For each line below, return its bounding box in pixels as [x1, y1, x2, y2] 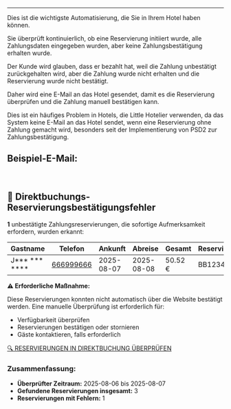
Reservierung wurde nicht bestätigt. [7, 77, 109, 85]
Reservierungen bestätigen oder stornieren [16, 323, 140, 331]
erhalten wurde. [7, 49, 52, 57]
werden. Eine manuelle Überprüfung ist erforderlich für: [7, 302, 165, 311]
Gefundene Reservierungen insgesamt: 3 [16, 386, 139, 395]
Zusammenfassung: [7, 364, 76, 373]
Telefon [58, 244, 85, 253]
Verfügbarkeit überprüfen [16, 315, 90, 324]
